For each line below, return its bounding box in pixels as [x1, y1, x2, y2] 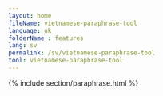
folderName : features [8, 34, 84, 42]
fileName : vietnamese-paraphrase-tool [8, 19, 137, 27]
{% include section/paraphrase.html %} [8, 78, 139, 88]
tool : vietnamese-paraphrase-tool [8, 57, 124, 65]
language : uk [8, 26, 52, 34]
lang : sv [8, 42, 38, 50]
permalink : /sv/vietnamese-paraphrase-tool [8, 49, 156, 57]
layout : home [8, 11, 52, 20]
